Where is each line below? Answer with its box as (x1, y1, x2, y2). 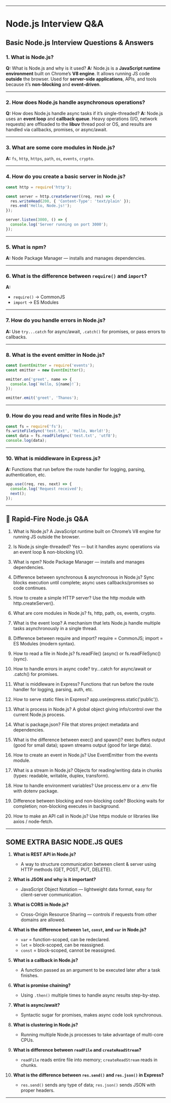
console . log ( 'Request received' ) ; (10, 487, 83, 492)
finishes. (20, 973, 39, 979)
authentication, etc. (6, 472, 46, 478)
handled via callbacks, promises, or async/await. (6, 127, 108, 133)
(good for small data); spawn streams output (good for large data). (13, 742, 152, 748)
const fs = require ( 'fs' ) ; (6, 423, 63, 429)
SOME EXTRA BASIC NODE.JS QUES (6, 838, 123, 846)
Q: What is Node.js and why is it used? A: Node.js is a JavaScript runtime (6, 65, 161, 71)
